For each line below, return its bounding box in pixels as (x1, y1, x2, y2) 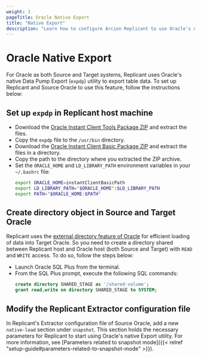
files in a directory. (14, 149, 61, 156)
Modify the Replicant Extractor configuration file (6, 303, 191, 314)
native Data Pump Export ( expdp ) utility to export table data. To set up (6, 77, 176, 85)
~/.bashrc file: (14, 169, 50, 175)
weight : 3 (6, 8, 31, 15)
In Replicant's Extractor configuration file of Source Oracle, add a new (6, 320, 179, 327)
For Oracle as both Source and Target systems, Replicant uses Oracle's (6, 71, 182, 79)
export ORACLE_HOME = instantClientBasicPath (14, 180, 126, 186)
